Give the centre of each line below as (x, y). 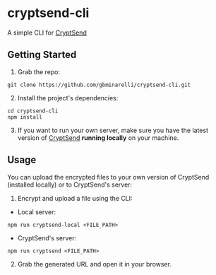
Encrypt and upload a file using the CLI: (75, 198)
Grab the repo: (39, 71)
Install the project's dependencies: (68, 98)
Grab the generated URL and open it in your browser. (94, 264)
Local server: (37, 212)
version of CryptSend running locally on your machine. (98, 137)
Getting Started (42, 55)
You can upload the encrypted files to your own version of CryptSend (108, 177)
